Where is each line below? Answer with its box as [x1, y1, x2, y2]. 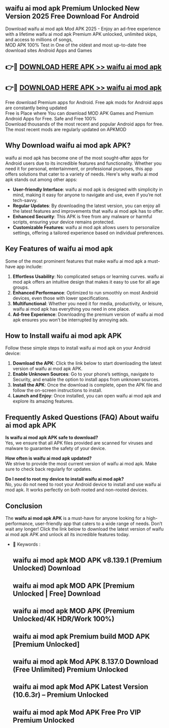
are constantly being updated [5, 105, 67, 111]
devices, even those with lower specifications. [12, 295, 110, 301]
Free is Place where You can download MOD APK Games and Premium [5, 110, 154, 116]
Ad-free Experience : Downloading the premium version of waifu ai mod [12, 311, 164, 317]
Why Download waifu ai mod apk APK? [5, 141, 131, 150]
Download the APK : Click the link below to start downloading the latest [12, 360, 162, 366]
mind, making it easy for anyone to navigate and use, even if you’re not [12, 191, 162, 198]
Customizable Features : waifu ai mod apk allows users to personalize [12, 224, 160, 230]
